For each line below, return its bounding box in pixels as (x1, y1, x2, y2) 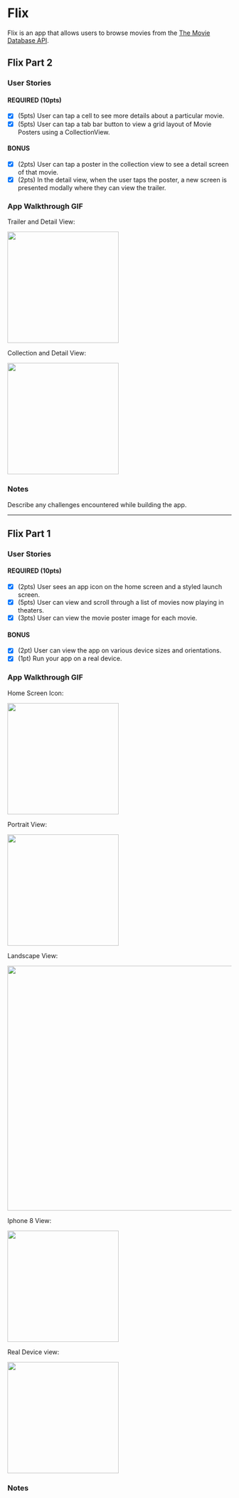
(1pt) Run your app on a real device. (17, 654, 122, 663)
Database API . (7, 36, 49, 44)
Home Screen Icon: (7, 689, 64, 697)
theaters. (17, 606, 45, 615)
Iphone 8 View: (7, 1216, 52, 1224)
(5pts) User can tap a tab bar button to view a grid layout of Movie (17, 120, 212, 128)
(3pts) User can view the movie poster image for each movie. (17, 614, 198, 623)
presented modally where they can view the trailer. (17, 183, 166, 192)
